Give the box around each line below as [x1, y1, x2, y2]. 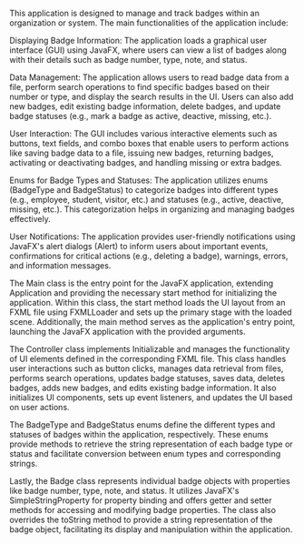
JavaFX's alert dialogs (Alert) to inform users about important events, [9, 241, 269, 251]
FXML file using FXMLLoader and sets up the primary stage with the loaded [9, 307, 292, 317]
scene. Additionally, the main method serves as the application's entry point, [9, 317, 296, 327]
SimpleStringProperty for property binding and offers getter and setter [9, 495, 272, 506]
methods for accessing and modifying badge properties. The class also [9, 505, 277, 515]
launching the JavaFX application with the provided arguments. [9, 327, 246, 337]
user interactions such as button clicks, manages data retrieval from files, [9, 363, 284, 374]
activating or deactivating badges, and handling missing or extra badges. [9, 157, 283, 167]
